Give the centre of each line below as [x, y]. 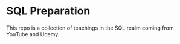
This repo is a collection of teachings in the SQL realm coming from [90, 28]
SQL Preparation [48, 11]
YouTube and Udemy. [33, 34]
